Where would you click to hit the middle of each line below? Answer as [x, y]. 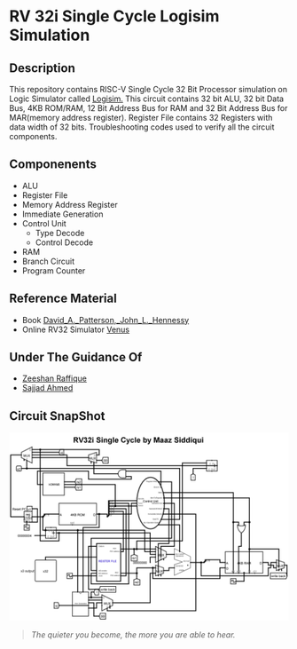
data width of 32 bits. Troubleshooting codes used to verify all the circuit [142, 127]
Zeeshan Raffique [54, 378]
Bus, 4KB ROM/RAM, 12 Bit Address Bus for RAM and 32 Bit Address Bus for [148, 108]
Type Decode [60, 233]
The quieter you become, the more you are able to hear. [133, 634]
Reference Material [63, 299]
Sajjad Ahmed [47, 388]
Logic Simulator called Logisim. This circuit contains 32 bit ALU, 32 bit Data [147, 99]
